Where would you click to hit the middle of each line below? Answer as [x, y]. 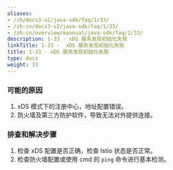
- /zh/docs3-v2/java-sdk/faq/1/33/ [58, 20]
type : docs [23, 59]
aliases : [20, 13]
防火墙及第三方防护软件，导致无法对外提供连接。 [86, 115]
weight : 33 [23, 65]
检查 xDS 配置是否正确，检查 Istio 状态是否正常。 [86, 151]
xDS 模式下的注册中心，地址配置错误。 [72, 106]
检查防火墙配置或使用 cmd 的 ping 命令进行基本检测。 [93, 160]
